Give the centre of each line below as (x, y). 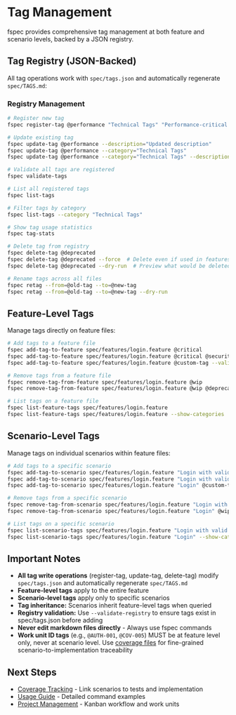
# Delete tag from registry (48, 246)
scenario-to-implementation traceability (75, 650)
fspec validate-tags (38, 176)
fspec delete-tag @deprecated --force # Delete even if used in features (119, 260)
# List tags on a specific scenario (61, 523)
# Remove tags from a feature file (59, 375)
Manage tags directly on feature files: (61, 330)
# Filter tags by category (47, 208)
